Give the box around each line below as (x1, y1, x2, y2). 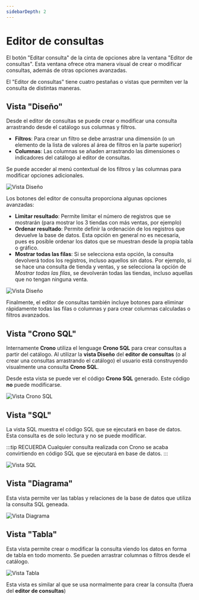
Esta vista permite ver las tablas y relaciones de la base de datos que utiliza (6, 494, 191, 501)
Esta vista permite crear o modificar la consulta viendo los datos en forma (6, 545, 187, 552)
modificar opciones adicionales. (6, 172, 84, 179)
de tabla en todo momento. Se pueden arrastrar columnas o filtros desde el (6, 551, 191, 558)
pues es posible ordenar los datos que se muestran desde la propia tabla (14, 238, 194, 245)
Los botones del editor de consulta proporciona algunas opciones (6, 195, 168, 202)
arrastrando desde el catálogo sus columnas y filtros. (6, 124, 137, 131)
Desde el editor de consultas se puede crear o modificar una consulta (6, 117, 177, 125)
